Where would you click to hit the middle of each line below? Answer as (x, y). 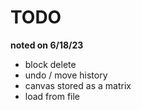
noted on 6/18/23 (47, 45)
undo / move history (66, 75)
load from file (52, 96)
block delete (50, 64)
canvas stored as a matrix (78, 85)
